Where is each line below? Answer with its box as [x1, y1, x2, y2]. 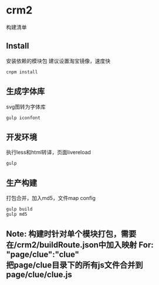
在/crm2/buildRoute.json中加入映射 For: [6, 240, 154, 250]
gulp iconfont [6, 115, 41, 121]
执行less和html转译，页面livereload [6, 149, 91, 156]
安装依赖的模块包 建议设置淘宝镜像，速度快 [6, 57, 110, 65]
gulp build [6, 206, 33, 212]
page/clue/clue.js [6, 269, 72, 279]
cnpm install [6, 69, 38, 75]
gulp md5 [6, 212, 28, 218]
